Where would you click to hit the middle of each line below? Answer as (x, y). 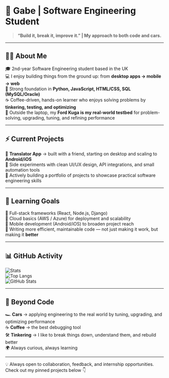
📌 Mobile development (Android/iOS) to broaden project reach (70, 224)
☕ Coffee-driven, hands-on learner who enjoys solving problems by (75, 100)
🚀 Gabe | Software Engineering (71, 11)
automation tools (23, 170)
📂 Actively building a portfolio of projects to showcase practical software (80, 175)
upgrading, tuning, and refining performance (69, 118)
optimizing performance (30, 321)
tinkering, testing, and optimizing (41, 107)
